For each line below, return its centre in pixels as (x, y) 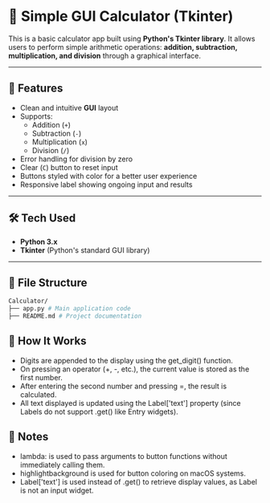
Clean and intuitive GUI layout (69, 107)
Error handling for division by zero (76, 159)
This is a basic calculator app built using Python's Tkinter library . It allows (132, 39)
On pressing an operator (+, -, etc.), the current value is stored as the (135, 369)
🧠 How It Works (47, 341)
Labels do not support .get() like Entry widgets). (99, 412)
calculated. (38, 394)
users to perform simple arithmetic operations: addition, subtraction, (123, 47)
